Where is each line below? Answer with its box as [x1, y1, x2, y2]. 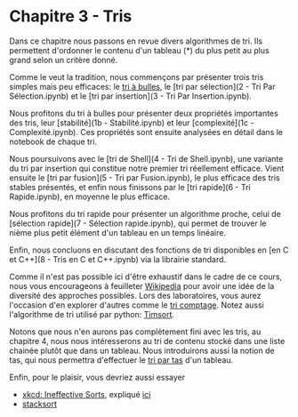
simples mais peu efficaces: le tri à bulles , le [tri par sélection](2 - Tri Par [9, 81, 276, 92]
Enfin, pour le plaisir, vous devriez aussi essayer [9, 372, 186, 382]
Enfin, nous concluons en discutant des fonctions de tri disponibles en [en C [9, 245, 289, 255]
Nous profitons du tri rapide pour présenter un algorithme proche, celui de [9, 208, 282, 219]
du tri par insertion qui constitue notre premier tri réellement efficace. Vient [9, 163, 285, 173]
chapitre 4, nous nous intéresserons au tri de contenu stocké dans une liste [9, 335, 286, 346]
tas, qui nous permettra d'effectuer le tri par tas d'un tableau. [9, 354, 234, 365]
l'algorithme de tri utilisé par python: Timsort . [9, 309, 175, 319]
